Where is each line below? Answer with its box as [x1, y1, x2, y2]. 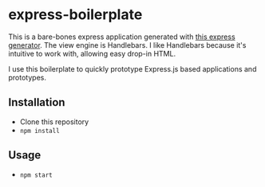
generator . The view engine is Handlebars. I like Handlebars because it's [8, 40, 247, 49]
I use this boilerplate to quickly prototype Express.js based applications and [8, 64, 257, 73]
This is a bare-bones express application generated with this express [8, 32, 235, 41]
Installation [8, 95, 65, 109]
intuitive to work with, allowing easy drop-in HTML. [8, 49, 176, 58]
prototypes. [8, 72, 46, 82]
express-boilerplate [8, 6, 143, 24]
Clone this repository [19, 117, 89, 127]
